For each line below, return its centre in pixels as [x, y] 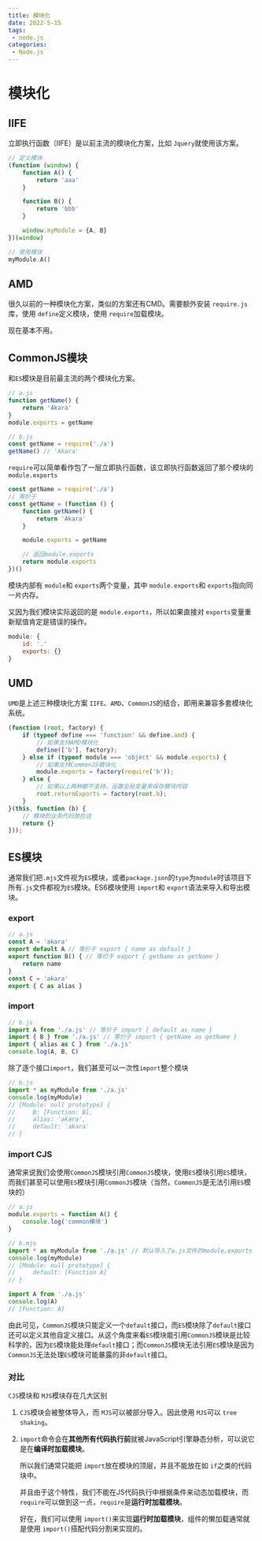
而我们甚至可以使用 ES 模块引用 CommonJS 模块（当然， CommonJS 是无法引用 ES [126, 1182]
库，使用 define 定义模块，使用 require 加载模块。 [88, 314]
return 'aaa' [58, 180]
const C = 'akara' [38, 979]
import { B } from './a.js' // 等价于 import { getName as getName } [123, 1037]
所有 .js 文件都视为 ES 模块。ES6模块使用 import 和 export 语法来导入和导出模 [129, 887]
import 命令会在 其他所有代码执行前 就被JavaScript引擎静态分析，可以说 [133, 1439]
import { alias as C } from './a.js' [70, 1045]
